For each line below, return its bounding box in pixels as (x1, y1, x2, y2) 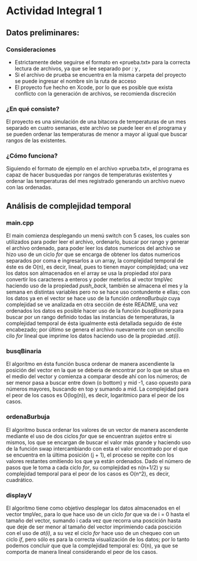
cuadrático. (6, 476, 34, 483)
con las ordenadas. (6, 184, 53, 191)
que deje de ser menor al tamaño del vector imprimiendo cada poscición (6, 523, 182, 530)
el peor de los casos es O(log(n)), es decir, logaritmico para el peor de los (6, 392, 185, 399)
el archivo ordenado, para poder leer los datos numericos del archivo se (6, 245, 181, 252)
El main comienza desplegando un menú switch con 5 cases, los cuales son (6, 232, 190, 240)
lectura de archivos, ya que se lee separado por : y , (14, 65, 141, 72)
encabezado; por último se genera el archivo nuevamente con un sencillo (6, 326, 184, 333)
